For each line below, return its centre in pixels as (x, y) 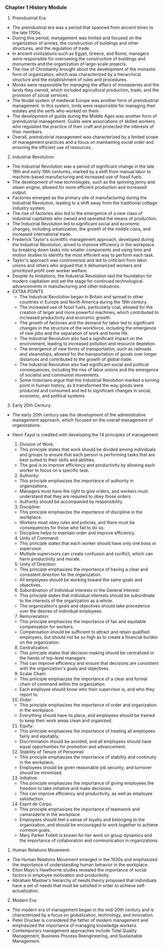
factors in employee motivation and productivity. (61, 875)
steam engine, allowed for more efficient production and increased (79, 187)
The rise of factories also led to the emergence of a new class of (77, 213)
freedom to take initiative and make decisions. (66, 789)
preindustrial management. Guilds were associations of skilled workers (83, 121)
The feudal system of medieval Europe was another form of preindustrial (85, 101)
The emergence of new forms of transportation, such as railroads (85, 349)
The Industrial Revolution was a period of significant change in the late (83, 166)
